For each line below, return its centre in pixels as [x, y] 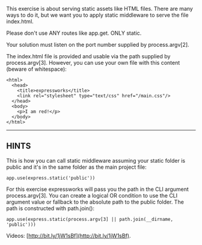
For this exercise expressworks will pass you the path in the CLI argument [98, 189]
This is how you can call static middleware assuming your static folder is [96, 160]
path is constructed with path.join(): [50, 208]
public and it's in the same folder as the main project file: [77, 167]
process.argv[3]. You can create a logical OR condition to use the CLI [92, 195]
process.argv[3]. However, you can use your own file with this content [93, 63]
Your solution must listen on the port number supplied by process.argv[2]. [98, 45]
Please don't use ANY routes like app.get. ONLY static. [74, 33]
